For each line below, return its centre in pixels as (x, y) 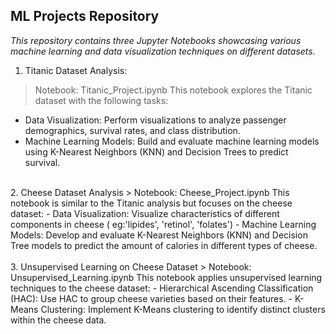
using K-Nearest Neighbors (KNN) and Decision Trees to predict (156, 151)
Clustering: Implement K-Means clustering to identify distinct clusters (183, 309)
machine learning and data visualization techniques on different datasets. (163, 51)
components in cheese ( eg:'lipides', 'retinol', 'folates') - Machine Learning (163, 224)
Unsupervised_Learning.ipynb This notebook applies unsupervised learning (166, 277)
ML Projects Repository (85, 16)
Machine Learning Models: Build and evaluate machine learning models (172, 141)
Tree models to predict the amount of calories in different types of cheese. (164, 245)
